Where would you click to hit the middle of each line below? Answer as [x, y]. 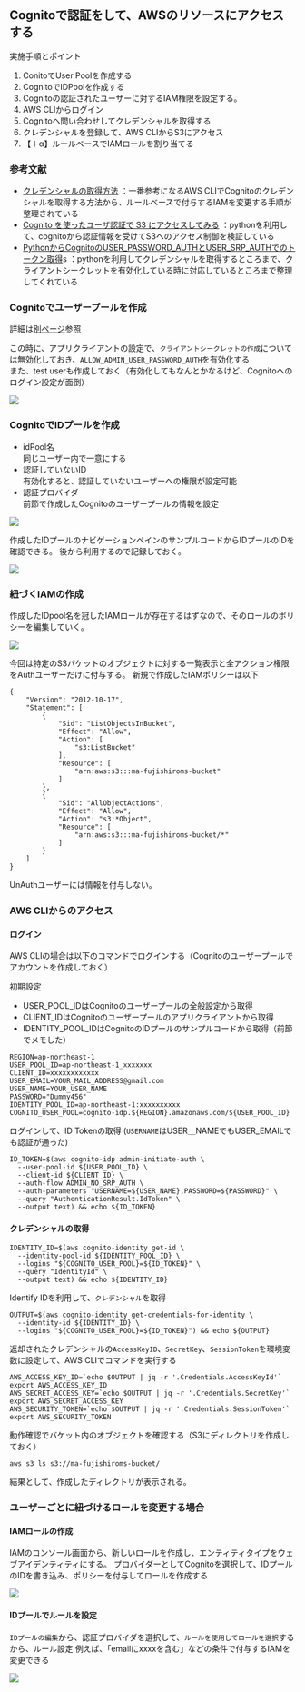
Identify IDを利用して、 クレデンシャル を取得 [88, 1298]
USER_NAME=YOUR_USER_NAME [58, 1089]
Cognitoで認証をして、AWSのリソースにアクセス [147, 15]
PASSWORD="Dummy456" [49, 1097]
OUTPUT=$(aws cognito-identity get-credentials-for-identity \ [132, 1315]
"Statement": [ [54, 708]
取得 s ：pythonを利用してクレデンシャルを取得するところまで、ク [170, 259]
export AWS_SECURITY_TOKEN [60, 1418]
